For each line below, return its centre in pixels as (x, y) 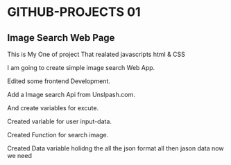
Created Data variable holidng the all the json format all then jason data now (115, 148)
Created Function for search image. (58, 135)
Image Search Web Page (61, 38)
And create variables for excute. (53, 108)
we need (20, 156)
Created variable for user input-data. (60, 121)
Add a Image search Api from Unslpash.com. (71, 95)
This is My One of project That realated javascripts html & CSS (96, 54)
